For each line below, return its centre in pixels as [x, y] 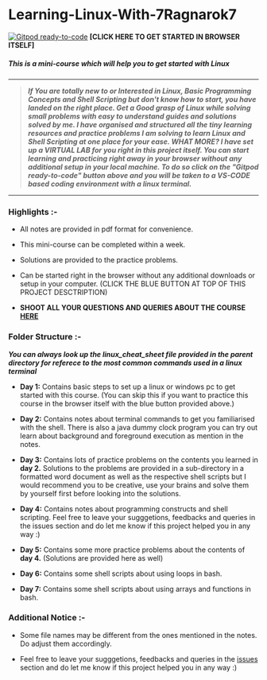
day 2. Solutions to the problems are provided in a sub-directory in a [132, 468]
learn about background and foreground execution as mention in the [132, 436]
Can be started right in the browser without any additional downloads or [137, 275]
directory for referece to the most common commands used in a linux [125, 363]
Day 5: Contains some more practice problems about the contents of [132, 550]
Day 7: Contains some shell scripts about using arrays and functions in [135, 589]
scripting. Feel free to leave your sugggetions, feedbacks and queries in [137, 517]
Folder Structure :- [45, 337]
